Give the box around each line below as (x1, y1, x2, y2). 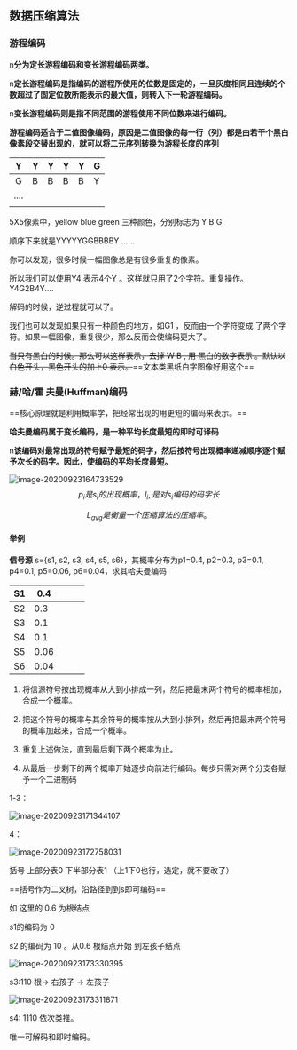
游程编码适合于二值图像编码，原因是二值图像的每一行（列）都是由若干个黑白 (9, 127, 289, 138)
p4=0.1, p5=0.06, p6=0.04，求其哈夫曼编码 (9, 565, 167, 576)
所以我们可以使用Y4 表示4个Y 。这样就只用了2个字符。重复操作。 (9, 273, 248, 283)
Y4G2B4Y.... (9, 282, 54, 293)
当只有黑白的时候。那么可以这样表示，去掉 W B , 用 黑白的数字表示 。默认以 (9, 350, 286, 361)
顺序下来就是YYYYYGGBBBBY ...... (9, 235, 136, 246)
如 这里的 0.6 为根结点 (9, 903, 90, 913)
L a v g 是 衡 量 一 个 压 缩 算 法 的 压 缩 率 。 (86, 509, 212, 522)
